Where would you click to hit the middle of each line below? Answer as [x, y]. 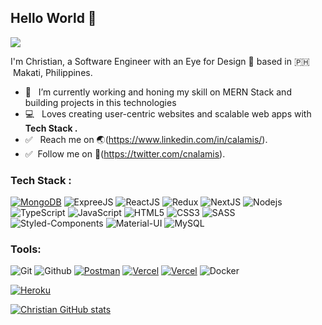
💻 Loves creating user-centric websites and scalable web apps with [168, 113]
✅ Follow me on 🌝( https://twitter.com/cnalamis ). [125, 153]
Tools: [26, 249]
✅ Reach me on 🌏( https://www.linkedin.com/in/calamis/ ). [146, 139]
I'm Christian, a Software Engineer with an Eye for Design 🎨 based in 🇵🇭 [160, 61]
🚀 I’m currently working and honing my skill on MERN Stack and [158, 92]
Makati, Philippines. [52, 72]
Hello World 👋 [53, 18]
